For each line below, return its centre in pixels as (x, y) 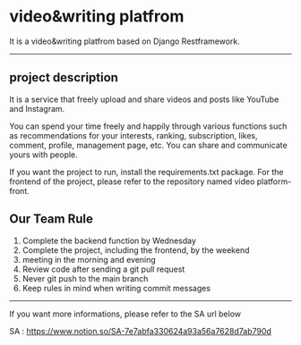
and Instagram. (37, 108)
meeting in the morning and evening (89, 259)
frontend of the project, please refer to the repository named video (132, 181)
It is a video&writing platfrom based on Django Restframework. (125, 41)
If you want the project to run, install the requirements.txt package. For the (146, 172)
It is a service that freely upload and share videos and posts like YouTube (144, 99)
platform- (274, 181)
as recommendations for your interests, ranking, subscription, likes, (133, 135)
